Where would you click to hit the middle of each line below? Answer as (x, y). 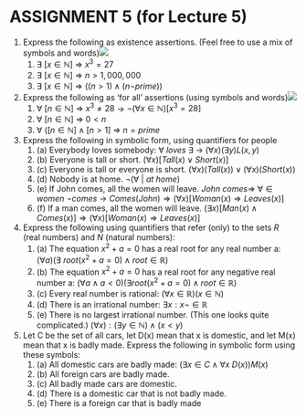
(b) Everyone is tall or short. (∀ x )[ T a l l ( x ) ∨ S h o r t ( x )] (132, 160)
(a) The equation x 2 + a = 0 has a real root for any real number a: (158, 248)
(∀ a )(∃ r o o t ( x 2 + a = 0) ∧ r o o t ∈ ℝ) (102, 259)
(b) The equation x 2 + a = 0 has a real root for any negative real (156, 271)
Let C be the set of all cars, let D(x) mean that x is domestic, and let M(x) (159, 335)
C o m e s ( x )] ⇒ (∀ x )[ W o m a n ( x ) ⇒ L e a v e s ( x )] (118, 218)
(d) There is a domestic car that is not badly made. (131, 393)
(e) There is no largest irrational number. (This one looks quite (153, 314)
